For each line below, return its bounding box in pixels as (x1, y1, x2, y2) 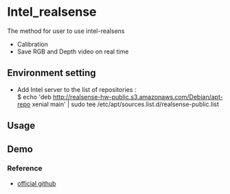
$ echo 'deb (16, 93, 51, 101)
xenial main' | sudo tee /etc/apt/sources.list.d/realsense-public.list (32, 100, 220, 108)
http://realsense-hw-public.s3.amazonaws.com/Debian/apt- (52, 93, 223, 101)
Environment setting (7, 67, 96, 79)
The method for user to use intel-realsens (7, 27, 125, 35)
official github (16, 179, 56, 187)
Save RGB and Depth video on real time (16, 47, 129, 56)
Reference (7, 164, 43, 173)
